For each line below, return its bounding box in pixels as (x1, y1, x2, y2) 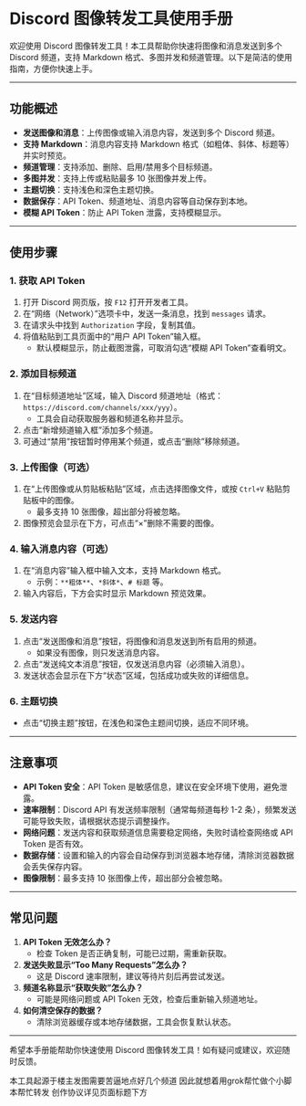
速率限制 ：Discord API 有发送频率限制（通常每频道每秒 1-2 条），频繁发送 (22, 804, 297, 815)
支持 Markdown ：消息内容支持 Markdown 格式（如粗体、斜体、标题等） (22, 138, 294, 149)
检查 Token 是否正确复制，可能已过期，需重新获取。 (36, 947, 232, 959)
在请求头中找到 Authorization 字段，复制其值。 (22, 320, 200, 331)
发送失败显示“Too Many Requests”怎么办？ (22, 959, 189, 970)
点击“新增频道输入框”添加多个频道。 (22, 424, 158, 435)
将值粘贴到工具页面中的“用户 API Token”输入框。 (22, 331, 207, 342)
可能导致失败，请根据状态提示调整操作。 (22, 815, 175, 827)
